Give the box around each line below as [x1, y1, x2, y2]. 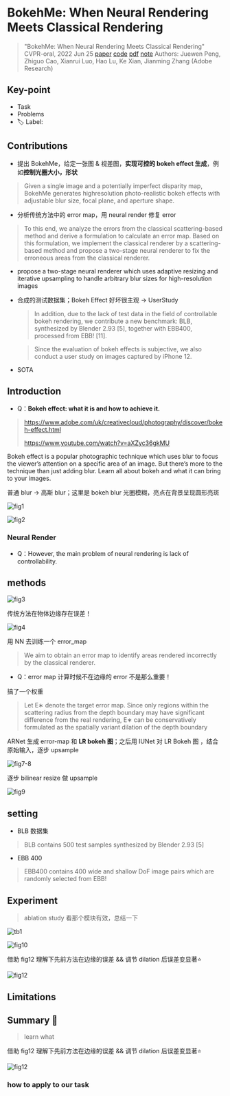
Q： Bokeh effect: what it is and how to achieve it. [16, 404, 160, 413]
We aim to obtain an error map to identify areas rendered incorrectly [23, 651, 218, 659]
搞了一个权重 [7, 687, 43, 696]
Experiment [7, 894, 58, 907]
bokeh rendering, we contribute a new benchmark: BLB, [34, 317, 193, 325]
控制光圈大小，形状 [23, 167, 78, 176]
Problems [16, 110, 45, 118]
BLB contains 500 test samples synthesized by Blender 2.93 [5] [23, 840, 205, 849]
